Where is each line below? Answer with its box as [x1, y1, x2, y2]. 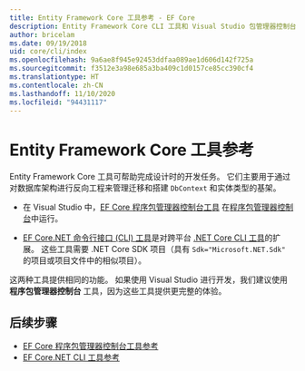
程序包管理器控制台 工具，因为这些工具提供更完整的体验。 [9, 286, 227, 297]
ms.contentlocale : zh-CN [9, 81, 103, 90]
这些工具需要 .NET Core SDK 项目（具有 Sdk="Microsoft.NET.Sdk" [40, 244, 286, 255]
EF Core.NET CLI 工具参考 [22, 352, 121, 363]
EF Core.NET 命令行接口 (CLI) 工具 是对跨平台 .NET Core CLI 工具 [22, 232, 265, 243]
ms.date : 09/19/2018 [9, 38, 88, 48]
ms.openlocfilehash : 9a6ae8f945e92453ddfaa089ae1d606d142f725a [9, 55, 254, 64]
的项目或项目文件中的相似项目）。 [22, 255, 147, 266]
